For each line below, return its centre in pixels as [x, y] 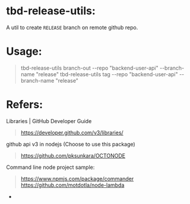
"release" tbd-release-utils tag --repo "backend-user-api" [107, 74]
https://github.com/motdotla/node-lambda [72, 185]
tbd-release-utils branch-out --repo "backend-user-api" [89, 68]
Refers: [25, 105]
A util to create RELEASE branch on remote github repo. [72, 27]
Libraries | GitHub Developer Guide [49, 121]
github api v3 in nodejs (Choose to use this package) [71, 144]
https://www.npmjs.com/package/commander [77, 178]
